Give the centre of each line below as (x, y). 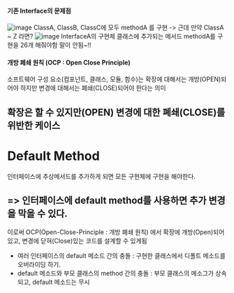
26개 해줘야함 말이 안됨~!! (56, 45)
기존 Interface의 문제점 (39, 11)
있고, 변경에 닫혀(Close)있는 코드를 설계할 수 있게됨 (78, 240)
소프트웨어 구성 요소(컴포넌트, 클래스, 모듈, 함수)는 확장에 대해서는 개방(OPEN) (114, 79)
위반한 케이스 (34, 125)
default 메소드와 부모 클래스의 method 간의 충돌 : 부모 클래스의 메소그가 (116, 273)
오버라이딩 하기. (39, 264)
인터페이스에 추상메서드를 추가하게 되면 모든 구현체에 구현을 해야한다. (101, 176)
